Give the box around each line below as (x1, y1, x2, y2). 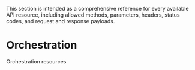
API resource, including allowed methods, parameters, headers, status (6, 11, 180, 18)
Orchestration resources (6, 58, 67, 65)
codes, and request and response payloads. (6, 18, 115, 24)
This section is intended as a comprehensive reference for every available (6, 5, 189, 12)
